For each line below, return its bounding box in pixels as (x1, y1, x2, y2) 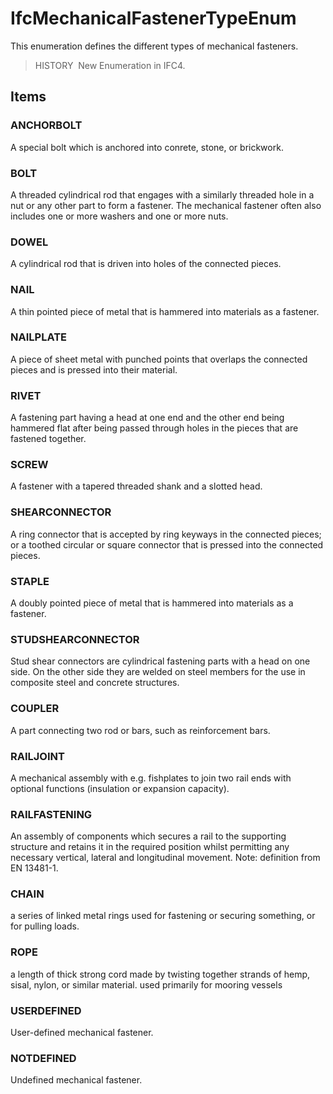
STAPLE (10, 574, 50, 588)
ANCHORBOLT (10, 118, 83, 132)
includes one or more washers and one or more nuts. (10, 210, 229, 222)
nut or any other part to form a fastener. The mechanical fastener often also (10, 199, 322, 211)
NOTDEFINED (10, 1052, 77, 1065)
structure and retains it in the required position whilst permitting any (10, 841, 290, 853)
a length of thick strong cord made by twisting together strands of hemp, (10, 968, 311, 980)
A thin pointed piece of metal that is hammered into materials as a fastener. (10, 305, 320, 317)
